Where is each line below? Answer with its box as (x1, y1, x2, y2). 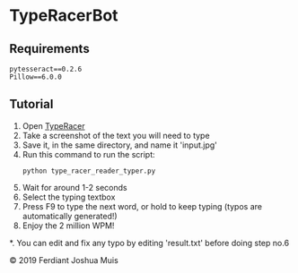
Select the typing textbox (22, 192, 116, 202)
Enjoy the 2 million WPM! (22, 220, 115, 231)
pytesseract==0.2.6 (9, 64, 83, 73)
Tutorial (9, 97, 54, 112)
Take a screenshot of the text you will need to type (22, 130, 210, 141)
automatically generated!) (22, 210, 118, 221)
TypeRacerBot (9, 5, 118, 26)
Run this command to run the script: (22, 149, 155, 159)
